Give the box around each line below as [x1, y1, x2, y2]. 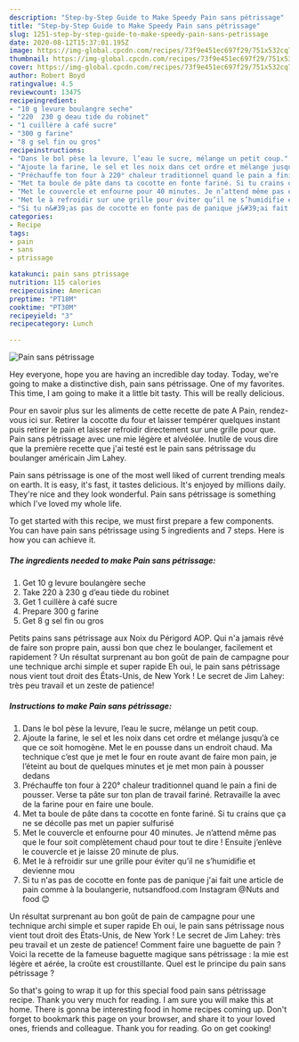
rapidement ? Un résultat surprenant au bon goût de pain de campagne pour [9, 652, 289, 663]
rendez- [259, 405, 289, 416]
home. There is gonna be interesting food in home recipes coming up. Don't [9, 1005, 287, 1015]
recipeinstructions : [9, 145, 86, 154]
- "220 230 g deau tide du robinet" [9, 112, 149, 121]
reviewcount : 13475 [9, 87, 82, 96]
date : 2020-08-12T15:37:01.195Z [9, 37, 129, 47]
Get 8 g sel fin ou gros [21, 616, 104, 626]
